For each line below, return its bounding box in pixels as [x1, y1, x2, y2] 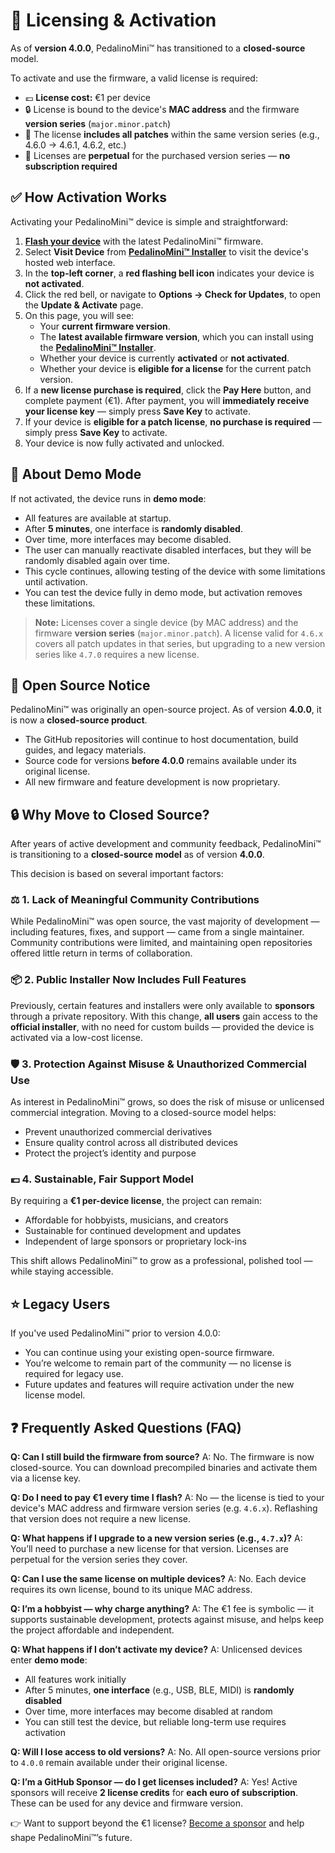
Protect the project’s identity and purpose [24, 1147, 197, 1159]
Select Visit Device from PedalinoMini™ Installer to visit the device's [24, 245, 309, 258]
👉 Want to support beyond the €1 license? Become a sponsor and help [10, 1817, 305, 1829]
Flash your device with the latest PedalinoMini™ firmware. [24, 235, 264, 247]
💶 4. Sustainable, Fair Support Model [10, 1172, 194, 1186]
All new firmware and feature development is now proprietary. [24, 776, 281, 788]
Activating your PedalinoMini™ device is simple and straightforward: [10, 215, 289, 228]
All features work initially [24, 1674, 127, 1685]
